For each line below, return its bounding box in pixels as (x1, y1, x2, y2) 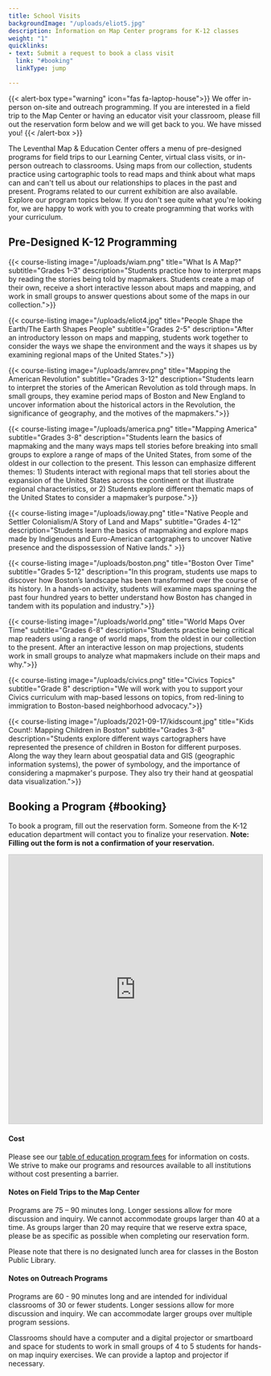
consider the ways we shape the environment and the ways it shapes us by (8, 341, 257, 351)
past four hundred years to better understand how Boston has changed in (8, 592, 253, 602)
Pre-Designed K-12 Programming (8, 236, 178, 249)
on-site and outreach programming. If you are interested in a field (33, 102, 251, 111)
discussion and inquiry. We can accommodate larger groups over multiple (8, 1308, 253, 1318)
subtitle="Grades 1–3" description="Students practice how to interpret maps (8, 266, 261, 275)
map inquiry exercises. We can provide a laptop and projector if (18, 1349, 229, 1360)
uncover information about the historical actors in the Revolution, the (8, 399, 236, 409)
